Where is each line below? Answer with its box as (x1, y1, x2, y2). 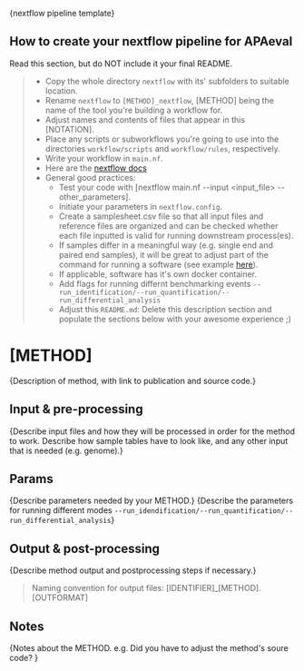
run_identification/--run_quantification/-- (58, 288, 230, 297)
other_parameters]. (58, 191, 132, 202)
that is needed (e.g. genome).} (9, 445, 124, 456)
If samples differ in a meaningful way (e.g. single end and (58, 240, 274, 251)
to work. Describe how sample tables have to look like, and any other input (9, 435, 289, 446)
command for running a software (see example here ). (58, 259, 259, 270)
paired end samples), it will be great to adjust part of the (58, 249, 270, 260)
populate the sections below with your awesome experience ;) (58, 313, 292, 324)
